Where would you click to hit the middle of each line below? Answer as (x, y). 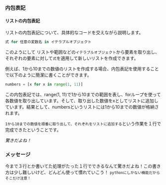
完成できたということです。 (33, 129)
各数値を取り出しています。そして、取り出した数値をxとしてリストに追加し (82, 101)
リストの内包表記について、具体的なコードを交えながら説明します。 (74, 33)
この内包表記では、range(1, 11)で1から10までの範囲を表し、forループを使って (83, 94)
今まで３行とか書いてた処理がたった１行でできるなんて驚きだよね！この (79, 166)
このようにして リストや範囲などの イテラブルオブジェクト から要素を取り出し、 (83, 52)
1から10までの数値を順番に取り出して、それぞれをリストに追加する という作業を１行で (83, 123)
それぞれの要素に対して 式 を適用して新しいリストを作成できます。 (72, 58)
